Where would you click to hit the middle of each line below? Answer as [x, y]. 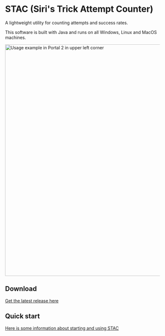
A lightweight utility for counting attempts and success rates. [67, 23]
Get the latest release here [32, 301]
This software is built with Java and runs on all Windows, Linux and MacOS [81, 32]
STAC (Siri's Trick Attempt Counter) [79, 9]
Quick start [23, 316]
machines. [15, 37]
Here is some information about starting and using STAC [62, 328]
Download [21, 289]
